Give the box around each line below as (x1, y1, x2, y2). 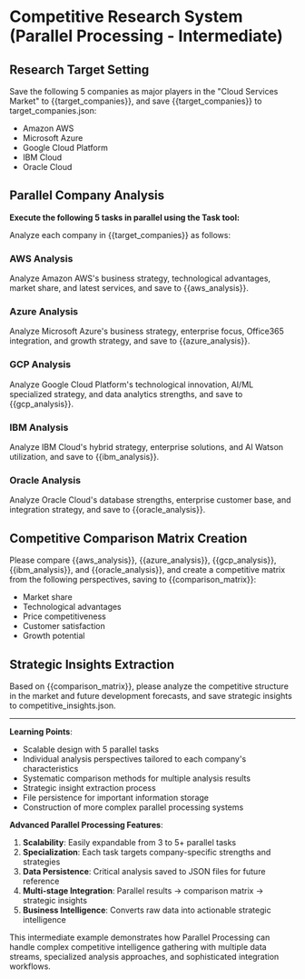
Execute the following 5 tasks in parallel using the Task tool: (9, 212, 241, 223)
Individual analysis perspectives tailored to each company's (22, 753, 247, 764)
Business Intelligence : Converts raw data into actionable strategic (22, 904, 271, 915)
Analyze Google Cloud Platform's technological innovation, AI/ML (9, 379, 254, 390)
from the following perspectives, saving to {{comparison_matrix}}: (9, 574, 257, 585)
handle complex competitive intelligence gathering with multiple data (9, 941, 267, 952)
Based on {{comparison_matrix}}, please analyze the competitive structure (9, 680, 289, 692)
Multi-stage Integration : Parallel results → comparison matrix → (22, 884, 264, 896)
